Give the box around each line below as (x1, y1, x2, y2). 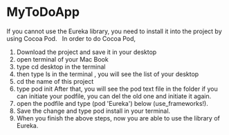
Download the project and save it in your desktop (16, 48, 157, 56)
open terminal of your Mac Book (16, 55, 109, 63)
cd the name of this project (16, 77, 94, 85)
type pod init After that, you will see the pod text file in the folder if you (16, 84, 219, 93)
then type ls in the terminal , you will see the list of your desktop (16, 70, 199, 78)
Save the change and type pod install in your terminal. (16, 107, 171, 115)
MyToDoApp (6, 4, 80, 20)
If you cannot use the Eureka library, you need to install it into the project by (6, 27, 222, 35)
